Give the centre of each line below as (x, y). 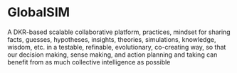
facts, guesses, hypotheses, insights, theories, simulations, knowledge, (112, 39)
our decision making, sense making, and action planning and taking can (112, 55)
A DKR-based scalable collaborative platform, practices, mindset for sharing (119, 32)
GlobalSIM (38, 12)
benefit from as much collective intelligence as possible (89, 62)
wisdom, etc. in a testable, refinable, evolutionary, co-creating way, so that (117, 47)
